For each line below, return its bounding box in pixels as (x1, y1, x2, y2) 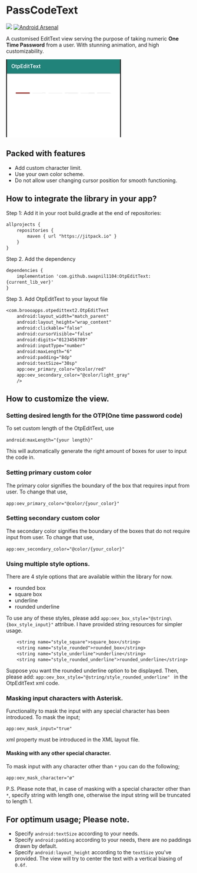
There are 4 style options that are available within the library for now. (6, 573, 173, 580)
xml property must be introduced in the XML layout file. (6, 736, 140, 743)
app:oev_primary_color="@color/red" (16, 366, 107, 372)
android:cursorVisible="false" (16, 331, 94, 337)
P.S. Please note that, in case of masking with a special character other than (6, 785, 191, 792)
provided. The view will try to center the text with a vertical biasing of (14, 855, 183, 862)
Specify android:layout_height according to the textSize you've (14, 849, 172, 856)
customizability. (6, 48, 44, 55)
